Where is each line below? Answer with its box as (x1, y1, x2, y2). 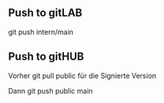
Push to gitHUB (8, 50, 84, 64)
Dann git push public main (8, 86, 93, 95)
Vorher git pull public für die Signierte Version (8, 71, 157, 80)
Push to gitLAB (8, 6, 83, 20)
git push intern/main (8, 27, 73, 36)
